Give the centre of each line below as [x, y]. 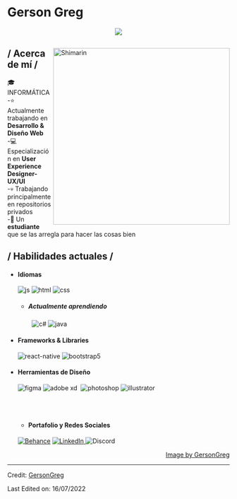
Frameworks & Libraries [53, 340]
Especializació [28, 151]
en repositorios [29, 204]
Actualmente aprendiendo [67, 306]
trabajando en [28, 118]
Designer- [22, 173]
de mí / [23, 65]
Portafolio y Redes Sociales [69, 425]
